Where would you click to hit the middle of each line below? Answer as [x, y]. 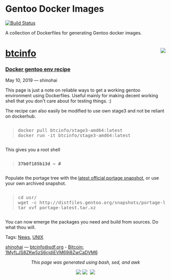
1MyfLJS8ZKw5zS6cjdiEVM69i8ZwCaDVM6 [52, 253]
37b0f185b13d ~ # [39, 164]
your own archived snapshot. [36, 183]
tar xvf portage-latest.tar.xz [57, 208]
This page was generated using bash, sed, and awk [85, 262]
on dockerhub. [21, 116]
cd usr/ [27, 198]
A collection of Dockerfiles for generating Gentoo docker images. [74, 33]
